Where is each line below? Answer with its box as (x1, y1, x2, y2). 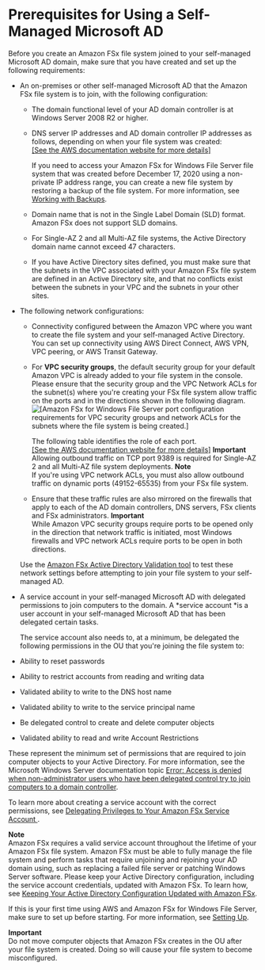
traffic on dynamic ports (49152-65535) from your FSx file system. (31, 478, 249, 488)
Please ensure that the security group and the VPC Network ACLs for (31, 379, 257, 388)
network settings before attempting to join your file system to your (19, 568, 236, 578)
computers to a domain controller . (8, 782, 119, 792)
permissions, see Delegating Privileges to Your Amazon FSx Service (8, 806, 230, 815)
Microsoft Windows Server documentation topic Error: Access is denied (8, 765, 242, 774)
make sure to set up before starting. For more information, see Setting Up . (8, 912, 249, 922)
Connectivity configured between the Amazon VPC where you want (31, 321, 252, 330)
